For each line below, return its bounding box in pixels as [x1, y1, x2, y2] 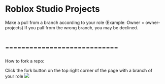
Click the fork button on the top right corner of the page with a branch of [5, 67, 153, 73]
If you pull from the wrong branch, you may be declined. [24, 24, 138, 30]
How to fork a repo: [5, 58, 44, 64]
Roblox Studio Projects [5, 3, 100, 15]
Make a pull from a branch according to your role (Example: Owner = [5, 20, 144, 25]
